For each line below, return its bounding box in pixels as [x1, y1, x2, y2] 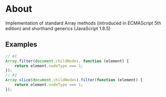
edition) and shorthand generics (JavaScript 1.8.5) [5, 25, 111, 31]
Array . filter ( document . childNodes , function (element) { [5, 58, 129, 64]
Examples [5, 40, 37, 49]
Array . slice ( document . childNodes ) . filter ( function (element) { [5, 78, 143, 83]
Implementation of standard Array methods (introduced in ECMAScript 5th [5, 20, 161, 26]
